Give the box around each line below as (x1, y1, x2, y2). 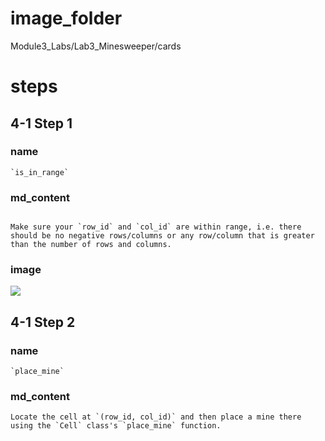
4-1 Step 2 (10, 313, 76, 331)
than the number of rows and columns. (10, 240, 172, 250)
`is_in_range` (10, 167, 70, 177)
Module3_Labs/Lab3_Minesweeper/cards (10, 40, 182, 52)
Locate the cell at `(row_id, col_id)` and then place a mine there (10, 412, 302, 422)
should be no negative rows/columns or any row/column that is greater (10, 231, 315, 241)
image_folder (10, 7, 123, 30)
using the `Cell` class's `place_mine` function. (10, 421, 222, 431)
